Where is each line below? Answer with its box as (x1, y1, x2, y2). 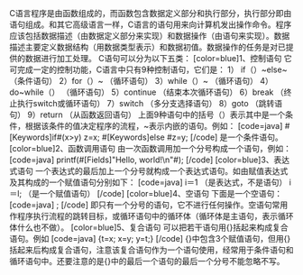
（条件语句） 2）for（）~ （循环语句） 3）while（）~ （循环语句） (9, 76, 259, 86)
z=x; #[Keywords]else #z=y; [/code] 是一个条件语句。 (83, 132, 283, 142)
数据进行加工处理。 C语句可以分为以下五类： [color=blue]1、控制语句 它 (24, 53, 293, 63)
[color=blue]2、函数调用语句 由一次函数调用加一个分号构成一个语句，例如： (9, 143, 291, 153)
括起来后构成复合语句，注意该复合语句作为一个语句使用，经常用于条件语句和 (9, 244, 294, 255)
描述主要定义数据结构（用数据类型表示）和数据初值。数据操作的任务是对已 (9, 41, 286, 52)
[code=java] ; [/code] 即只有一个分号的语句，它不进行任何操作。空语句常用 (9, 199, 289, 210)
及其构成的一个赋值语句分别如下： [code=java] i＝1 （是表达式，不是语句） (9, 177, 288, 188)
